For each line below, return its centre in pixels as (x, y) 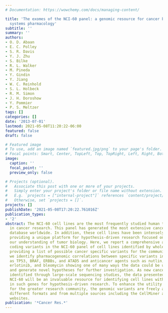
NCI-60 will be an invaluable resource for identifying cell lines (81, 279)
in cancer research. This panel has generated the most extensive (80, 228)
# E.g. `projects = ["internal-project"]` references (64, 196)
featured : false (22, 131)
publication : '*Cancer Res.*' (37, 303)
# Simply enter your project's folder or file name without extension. (84, 191)
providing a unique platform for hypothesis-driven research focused (83, 238)
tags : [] (14, 112)
